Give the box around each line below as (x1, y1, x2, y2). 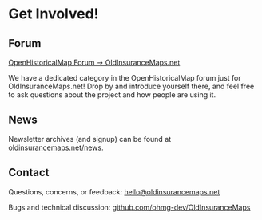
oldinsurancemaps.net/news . (8, 143, 104, 152)
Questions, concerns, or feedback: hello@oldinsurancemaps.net (8, 187, 220, 196)
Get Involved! (8, 5, 99, 23)
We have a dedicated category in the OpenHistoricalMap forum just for (8, 73, 241, 82)
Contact (8, 166, 50, 179)
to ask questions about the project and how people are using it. (8, 90, 216, 100)
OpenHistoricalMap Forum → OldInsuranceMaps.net (8, 57, 181, 67)
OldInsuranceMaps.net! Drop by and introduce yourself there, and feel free (8, 81, 255, 91)
